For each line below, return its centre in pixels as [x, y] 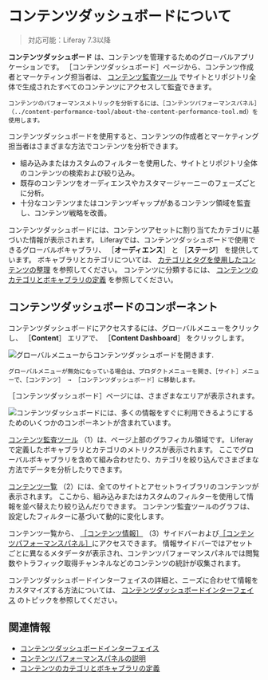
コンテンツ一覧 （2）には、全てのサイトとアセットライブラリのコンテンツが [134, 486]
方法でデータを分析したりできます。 [67, 469]
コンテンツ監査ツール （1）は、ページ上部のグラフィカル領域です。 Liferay [131, 439]
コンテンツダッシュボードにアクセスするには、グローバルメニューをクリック [134, 328]
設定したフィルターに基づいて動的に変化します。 [88, 516]
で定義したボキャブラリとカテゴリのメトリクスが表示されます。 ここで [124, 449]
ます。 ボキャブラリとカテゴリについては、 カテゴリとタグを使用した [128, 259]
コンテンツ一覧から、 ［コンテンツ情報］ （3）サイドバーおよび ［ [117, 533]
